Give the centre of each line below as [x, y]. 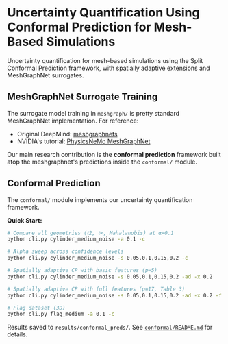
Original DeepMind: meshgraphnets [67, 134]
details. [17, 334]
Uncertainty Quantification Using [103, 13]
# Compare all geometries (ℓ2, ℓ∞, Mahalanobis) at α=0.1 [91, 233]
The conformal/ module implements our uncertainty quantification [100, 199]
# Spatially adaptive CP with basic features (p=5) [82, 271]
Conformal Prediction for [79, 27]
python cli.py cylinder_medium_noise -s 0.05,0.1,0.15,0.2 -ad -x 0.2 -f [115, 295]
